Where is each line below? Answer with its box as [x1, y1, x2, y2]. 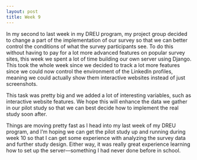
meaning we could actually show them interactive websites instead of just [6, 74, 186, 81]
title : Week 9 [6, 14, 41, 20]
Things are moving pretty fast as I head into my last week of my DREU [6, 122, 176, 129]
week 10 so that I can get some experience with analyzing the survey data [6, 134, 186, 141]
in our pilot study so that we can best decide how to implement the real [6, 104, 179, 111]
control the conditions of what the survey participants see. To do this [6, 42, 174, 50]
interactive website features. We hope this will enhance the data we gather [6, 98, 188, 105]
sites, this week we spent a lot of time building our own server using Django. [6, 55, 192, 62]
